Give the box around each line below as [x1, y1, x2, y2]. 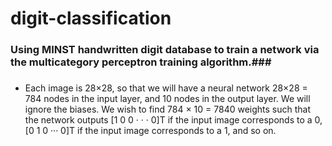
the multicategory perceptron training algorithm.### [10, 55, 272, 69]
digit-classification [10, 7, 172, 30]
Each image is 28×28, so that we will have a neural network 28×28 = [24, 82, 308, 94]
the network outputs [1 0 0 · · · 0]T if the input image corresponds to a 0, [24, 114, 323, 126]
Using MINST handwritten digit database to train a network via [10, 43, 320, 57]
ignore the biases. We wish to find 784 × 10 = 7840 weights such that [24, 103, 312, 116]
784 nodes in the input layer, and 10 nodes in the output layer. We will [24, 93, 311, 105]
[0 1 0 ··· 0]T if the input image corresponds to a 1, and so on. [24, 125, 277, 137]
